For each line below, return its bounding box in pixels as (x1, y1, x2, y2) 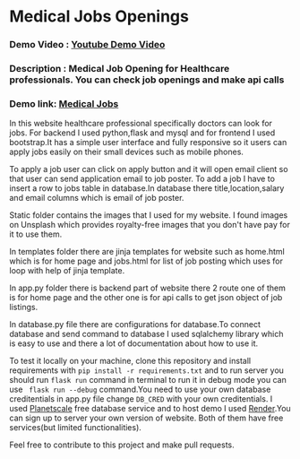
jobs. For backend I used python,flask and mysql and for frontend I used (9, 127, 276, 138)
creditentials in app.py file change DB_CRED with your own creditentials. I (9, 394, 273, 404)
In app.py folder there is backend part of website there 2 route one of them (9, 282, 287, 293)
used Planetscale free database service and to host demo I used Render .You (9, 403, 291, 414)
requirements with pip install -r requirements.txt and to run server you (9, 365, 285, 376)
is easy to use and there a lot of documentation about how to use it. (9, 338, 259, 349)
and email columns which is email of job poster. (9, 193, 184, 204)
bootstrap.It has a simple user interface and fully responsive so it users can (9, 137, 287, 148)
